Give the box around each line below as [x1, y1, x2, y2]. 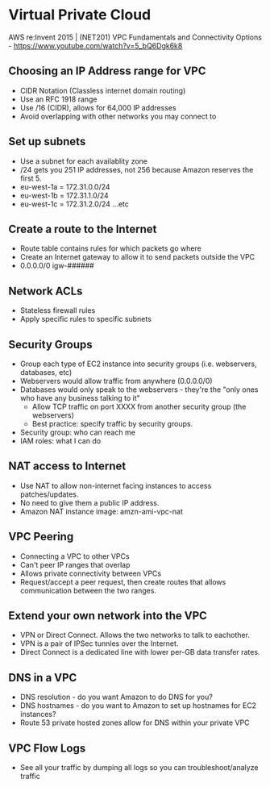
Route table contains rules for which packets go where [19, 244, 201, 253]
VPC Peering [8, 530, 74, 543]
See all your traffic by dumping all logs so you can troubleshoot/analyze [19, 763, 259, 772]
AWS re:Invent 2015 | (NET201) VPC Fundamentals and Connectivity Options [8, 32, 262, 42]
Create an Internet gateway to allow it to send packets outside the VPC [19, 252, 255, 262]
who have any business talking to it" [19, 393, 141, 402]
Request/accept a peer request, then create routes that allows [19, 577, 226, 586]
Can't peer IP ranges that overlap [19, 560, 131, 569]
